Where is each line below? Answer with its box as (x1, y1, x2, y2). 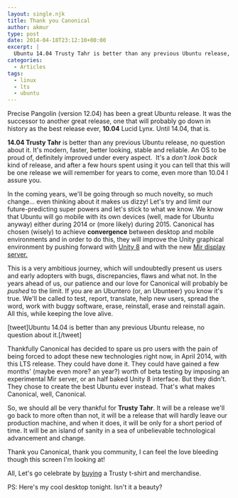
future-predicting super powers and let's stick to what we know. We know (7, 205, 224, 213)
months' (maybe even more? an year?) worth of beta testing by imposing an (7, 367, 229, 376)
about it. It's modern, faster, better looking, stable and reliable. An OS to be (7, 146, 227, 154)
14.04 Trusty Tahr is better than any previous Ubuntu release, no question (7, 138, 225, 147)
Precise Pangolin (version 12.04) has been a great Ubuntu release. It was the (7, 110, 232, 118)
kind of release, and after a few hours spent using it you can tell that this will (7, 161, 230, 169)
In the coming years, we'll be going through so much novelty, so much (7, 190, 213, 198)
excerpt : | (7, 43, 40, 51)
